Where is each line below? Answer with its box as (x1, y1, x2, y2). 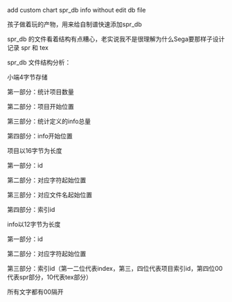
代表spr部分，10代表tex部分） (7, 273, 92, 281)
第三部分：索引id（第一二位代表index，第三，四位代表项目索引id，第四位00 (7, 265, 223, 272)
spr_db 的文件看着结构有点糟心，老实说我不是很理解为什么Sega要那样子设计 (7, 35, 225, 43)
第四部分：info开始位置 (7, 132, 73, 140)
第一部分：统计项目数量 (7, 88, 74, 96)
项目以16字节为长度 (7, 147, 62, 154)
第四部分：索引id (7, 206, 55, 213)
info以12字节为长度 (7, 220, 61, 228)
